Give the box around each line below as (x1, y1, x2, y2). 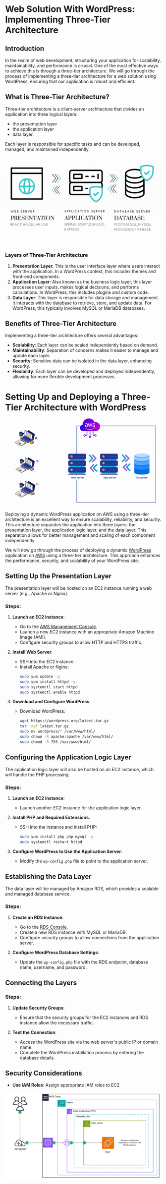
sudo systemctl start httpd (19, 684, 78, 689)
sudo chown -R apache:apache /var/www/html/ (19, 734, 113, 739)
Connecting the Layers (5, 979, 77, 987)
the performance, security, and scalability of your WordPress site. (5, 558, 140, 564)
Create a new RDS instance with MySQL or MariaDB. (19, 929, 127, 935)
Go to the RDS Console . (19, 924, 68, 930)
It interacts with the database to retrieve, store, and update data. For (12, 300, 152, 306)
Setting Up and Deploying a (5, 391, 120, 402)
